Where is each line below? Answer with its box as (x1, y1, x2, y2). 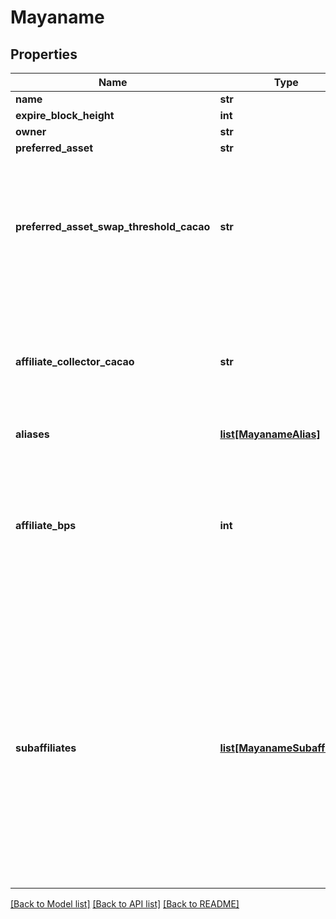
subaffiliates (15, 741, 77, 755)
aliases (15, 427, 50, 441)
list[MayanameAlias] (219, 427, 321, 441)
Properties (10, 46, 78, 63)
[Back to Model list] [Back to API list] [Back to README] (10, 898, 240, 910)
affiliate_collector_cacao (15, 355, 135, 368)
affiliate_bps (15, 519, 77, 532)
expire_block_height (15, 109, 115, 122)
